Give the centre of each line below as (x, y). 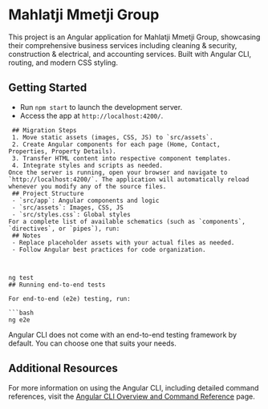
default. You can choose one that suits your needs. (92, 343)
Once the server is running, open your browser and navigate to (118, 172)
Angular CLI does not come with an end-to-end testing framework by (122, 334)
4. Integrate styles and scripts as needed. (87, 165)
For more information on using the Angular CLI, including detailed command (134, 387)
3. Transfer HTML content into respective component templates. (121, 158)
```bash (21, 313)
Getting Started (48, 88)
